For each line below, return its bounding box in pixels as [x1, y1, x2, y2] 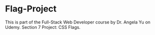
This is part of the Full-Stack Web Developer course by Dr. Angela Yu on [5, 19, 151, 25]
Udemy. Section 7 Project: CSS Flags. [5, 24, 81, 30]
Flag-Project [5, 3, 57, 14]
